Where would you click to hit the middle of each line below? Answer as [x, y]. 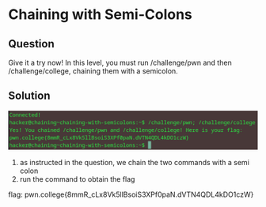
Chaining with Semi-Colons [100, 15]
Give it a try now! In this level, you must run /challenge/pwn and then [120, 62]
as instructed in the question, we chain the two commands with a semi [134, 163]
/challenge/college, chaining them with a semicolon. [93, 71]
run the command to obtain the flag [77, 179]
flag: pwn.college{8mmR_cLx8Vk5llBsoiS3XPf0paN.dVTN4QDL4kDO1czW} [131, 194]
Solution [29, 96]
